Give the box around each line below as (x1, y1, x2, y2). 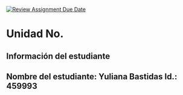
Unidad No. (6, 27, 64, 41)
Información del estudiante (6, 51, 111, 61)
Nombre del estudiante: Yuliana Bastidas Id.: (6, 71, 178, 82)
